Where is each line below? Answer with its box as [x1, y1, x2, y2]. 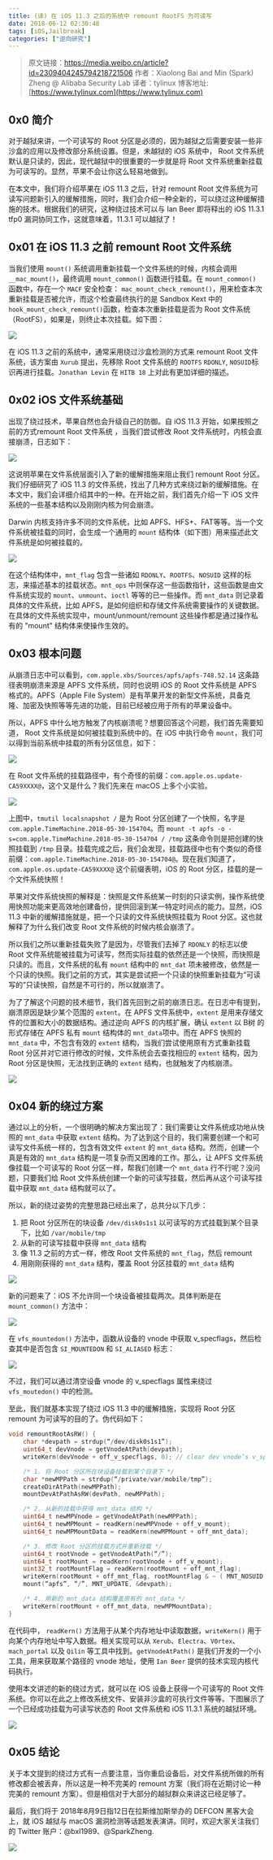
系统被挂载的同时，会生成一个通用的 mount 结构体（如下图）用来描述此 [15, 527, 252, 537]
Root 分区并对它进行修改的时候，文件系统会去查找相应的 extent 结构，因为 [8, 1048, 258, 1058]
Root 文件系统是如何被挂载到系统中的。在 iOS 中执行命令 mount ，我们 [24, 728, 256, 737]
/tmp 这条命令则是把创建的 [167, 833, 257, 843]
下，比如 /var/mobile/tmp [19, 1228, 106, 1238]
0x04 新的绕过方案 [8, 1099, 103, 1113]
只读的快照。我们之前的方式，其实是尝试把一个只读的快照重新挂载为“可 [15, 969, 254, 980]
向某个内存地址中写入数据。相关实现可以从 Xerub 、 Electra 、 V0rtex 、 [8, 1636, 240, 1645]
